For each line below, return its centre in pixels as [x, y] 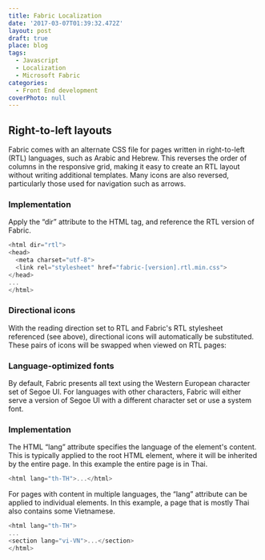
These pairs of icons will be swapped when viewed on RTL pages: [117, 345]
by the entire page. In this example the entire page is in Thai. [108, 464]
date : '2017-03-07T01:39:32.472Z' [66, 23]
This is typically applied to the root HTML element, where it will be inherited [133, 456]
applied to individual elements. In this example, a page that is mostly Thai [129, 503]
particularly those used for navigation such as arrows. [97, 184]
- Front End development [57, 90]
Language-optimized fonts [61, 366]
